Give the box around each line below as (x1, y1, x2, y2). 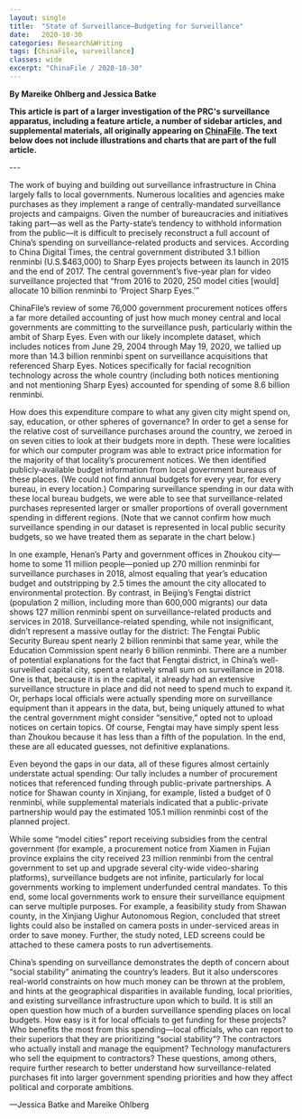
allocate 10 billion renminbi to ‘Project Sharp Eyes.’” (9, 285, 200, 296)
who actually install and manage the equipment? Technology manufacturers (9, 1043, 291, 1054)
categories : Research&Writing (9, 38, 124, 48)
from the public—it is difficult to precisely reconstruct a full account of (9, 227, 270, 238)
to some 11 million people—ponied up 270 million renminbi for (32, 558, 261, 569)
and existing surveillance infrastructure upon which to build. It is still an (9, 995, 273, 1006)
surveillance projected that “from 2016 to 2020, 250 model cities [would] (9, 275, 279, 286)
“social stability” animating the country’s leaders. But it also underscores (9, 966, 279, 977)
